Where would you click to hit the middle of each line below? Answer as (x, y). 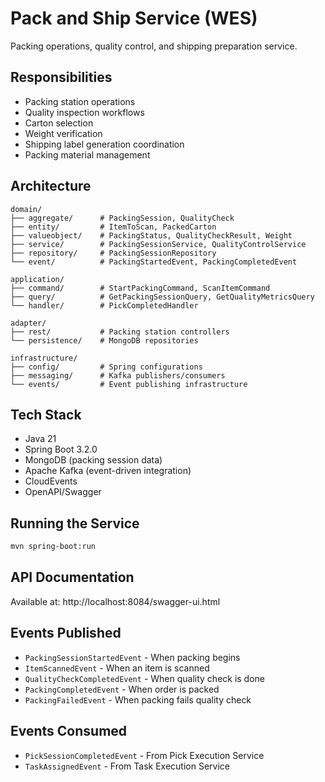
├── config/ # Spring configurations (106, 367)
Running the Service (75, 523)
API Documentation (72, 577)
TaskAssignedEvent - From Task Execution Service (127, 766)
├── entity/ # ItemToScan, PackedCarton (113, 227)
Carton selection (59, 123)
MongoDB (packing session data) (93, 460)
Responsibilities (61, 77)
